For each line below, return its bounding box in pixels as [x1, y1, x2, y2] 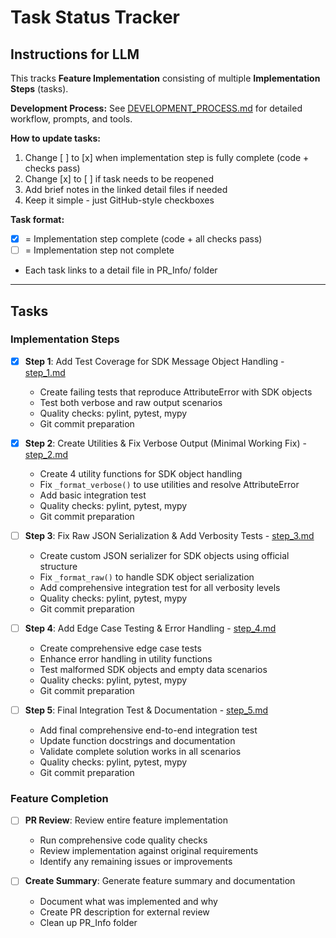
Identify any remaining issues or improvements [39, 856, 233, 868]
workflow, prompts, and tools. [10, 113, 133, 125]
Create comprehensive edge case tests [39, 642, 202, 655]
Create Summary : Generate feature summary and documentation [24, 875, 296, 887]
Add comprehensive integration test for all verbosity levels [39, 582, 281, 593]
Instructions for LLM [10, 46, 140, 63]
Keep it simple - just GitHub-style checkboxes [24, 194, 215, 206]
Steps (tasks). [10, 83, 69, 95]
